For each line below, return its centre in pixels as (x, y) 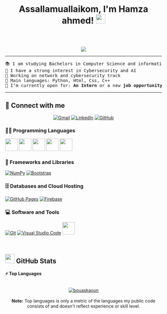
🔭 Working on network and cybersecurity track (63, 75)
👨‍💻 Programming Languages (40, 130)
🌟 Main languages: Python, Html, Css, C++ (58, 80)
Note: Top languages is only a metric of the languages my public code (83, 301)
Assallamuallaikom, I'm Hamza (83, 9)
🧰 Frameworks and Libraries (40, 162)
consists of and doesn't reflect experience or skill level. (83, 306)
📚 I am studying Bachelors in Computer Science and (70, 64)
